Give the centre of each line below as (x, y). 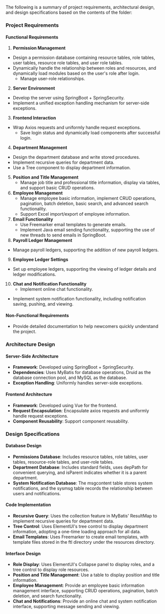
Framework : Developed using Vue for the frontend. (65, 405)
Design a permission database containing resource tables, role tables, (84, 58)
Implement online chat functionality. (57, 289)
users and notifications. (37, 493)
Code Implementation (28, 505)
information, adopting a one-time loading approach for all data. (77, 531)
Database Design (23, 446)
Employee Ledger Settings (41, 260)
